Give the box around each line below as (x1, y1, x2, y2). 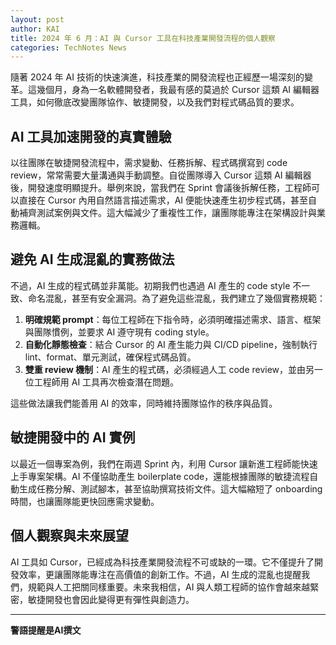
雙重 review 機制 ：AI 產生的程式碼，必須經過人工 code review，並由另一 (24, 363, 324, 375)
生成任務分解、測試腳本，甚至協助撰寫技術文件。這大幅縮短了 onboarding (18, 482, 323, 495)
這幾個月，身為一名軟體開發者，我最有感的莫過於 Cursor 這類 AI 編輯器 (27, 84, 320, 96)
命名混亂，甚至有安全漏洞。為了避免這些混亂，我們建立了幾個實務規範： (27, 292, 326, 304)
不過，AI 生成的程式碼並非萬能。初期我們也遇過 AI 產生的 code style (10, 279, 291, 291)
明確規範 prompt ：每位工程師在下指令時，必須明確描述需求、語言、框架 (24, 313, 322, 325)
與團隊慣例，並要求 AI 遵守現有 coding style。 (24, 326, 215, 338)
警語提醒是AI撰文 (10, 624, 82, 636)
